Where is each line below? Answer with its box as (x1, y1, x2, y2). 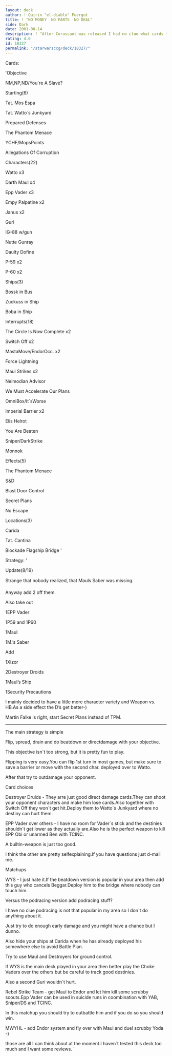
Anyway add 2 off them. (5, 589, 56, 596)
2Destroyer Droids (5, 668, 44, 675)
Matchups (5, 866, 27, 873)
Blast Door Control (5, 487, 45, 493)
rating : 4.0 (5, 36, 31, 42)
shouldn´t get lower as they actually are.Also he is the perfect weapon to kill (5, 825, 165, 832)
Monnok (5, 448, 23, 454)
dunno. (5, 928, 20, 934)
